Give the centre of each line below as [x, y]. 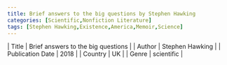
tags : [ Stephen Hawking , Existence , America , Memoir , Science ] [95, 27]
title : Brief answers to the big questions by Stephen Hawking [102, 14]
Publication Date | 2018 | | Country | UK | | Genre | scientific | [95, 54]
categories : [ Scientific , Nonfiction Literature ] [80, 20]
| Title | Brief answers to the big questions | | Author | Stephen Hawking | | [114, 47]
